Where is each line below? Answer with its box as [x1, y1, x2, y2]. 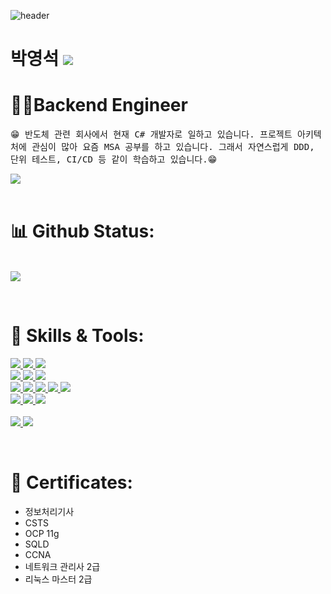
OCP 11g [24, 527, 60, 539]
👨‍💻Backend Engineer [10, 94, 188, 117]
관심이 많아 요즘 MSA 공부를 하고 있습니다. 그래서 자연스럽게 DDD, [31, 141, 315, 153]
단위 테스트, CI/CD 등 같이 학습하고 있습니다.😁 [10, 154, 218, 165]
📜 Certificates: [10, 471, 133, 494]
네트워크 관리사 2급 [24, 560, 101, 572]
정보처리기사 [24, 505, 75, 517]
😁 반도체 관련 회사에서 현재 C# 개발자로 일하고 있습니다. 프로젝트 [10, 129, 293, 140]
